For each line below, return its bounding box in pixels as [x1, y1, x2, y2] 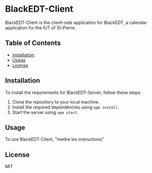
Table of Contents [5, 39, 61, 47]
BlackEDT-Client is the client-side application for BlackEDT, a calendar [5, 20, 147, 25]
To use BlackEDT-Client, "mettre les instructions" [5, 136, 104, 142]
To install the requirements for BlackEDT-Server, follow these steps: [5, 89, 142, 95]
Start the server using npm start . [12, 109, 78, 115]
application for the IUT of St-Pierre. [5, 24, 76, 30]
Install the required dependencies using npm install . [12, 104, 119, 110]
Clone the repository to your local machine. [12, 99, 100, 105]
